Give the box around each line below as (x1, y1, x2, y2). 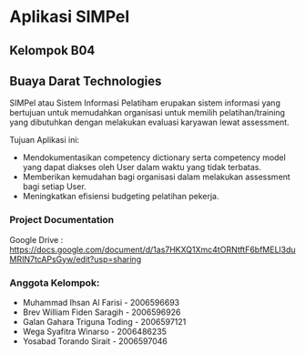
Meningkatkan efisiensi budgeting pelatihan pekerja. (22, 191, 219, 202)
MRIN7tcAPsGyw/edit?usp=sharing (9, 253, 142, 265)
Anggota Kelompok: (9, 276, 100, 288)
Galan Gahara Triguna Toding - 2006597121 (22, 316, 187, 327)
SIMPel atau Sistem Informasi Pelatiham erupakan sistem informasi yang (9, 97, 280, 108)
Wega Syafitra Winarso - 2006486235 (22, 326, 167, 337)
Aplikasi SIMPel (9, 6, 130, 27)
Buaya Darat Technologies (9, 73, 162, 88)
